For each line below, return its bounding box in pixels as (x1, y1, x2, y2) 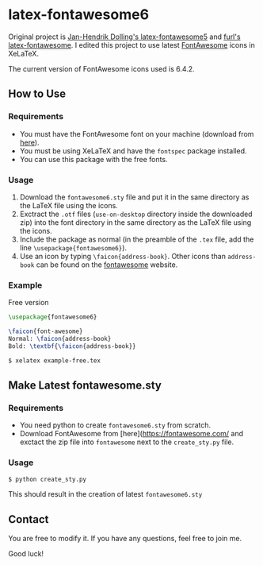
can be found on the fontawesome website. (36, 260, 178, 269)
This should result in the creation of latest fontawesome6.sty (8, 490, 203, 499)
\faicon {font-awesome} (8, 327, 83, 335)
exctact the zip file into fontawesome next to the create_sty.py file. (19, 437, 234, 447)
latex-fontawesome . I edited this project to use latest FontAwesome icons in (8, 40, 255, 49)
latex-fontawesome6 (8, 6, 149, 24)
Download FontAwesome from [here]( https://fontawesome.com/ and (19, 429, 244, 439)
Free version (8, 298, 49, 308)
